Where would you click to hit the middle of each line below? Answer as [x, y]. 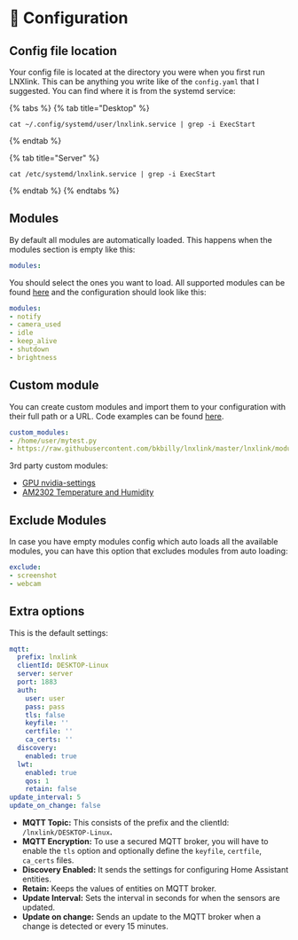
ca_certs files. [48, 860]
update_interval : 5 [45, 797]
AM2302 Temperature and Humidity [88, 492]
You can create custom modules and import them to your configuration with [148, 406]
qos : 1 [37, 781]
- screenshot [33, 576]
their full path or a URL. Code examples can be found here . [117, 416]
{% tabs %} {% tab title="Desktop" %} [79, 108]
